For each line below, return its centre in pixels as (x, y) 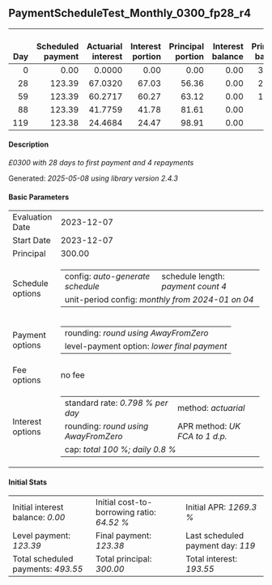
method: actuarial (211, 408)
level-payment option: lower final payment (146, 346)
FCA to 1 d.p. (202, 437)
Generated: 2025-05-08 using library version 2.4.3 (93, 178)
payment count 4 (194, 287)
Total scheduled (43, 559)
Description (29, 144)
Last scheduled (215, 536)
